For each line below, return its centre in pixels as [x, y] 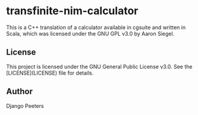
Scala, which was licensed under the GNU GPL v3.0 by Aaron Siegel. [90, 33]
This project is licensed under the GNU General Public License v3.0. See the [99, 66]
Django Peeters [25, 106]
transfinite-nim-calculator [72, 11]
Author [19, 92]
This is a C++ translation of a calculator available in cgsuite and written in [96, 27]
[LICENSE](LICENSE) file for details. [50, 73]
